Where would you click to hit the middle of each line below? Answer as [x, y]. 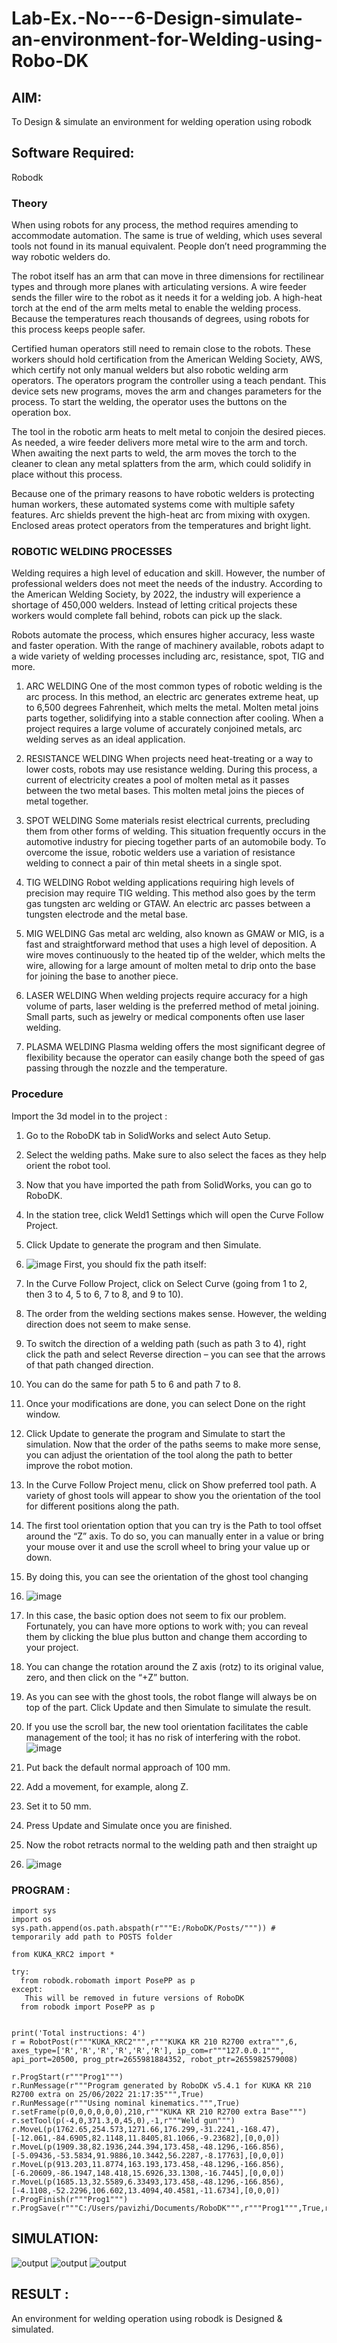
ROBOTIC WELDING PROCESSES [92, 552]
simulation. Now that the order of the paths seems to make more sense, [173, 1444]
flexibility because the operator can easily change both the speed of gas [175, 1058]
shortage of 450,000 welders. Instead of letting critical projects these [154, 605]
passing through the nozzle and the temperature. [126, 1068]
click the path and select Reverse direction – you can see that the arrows [175, 1354]
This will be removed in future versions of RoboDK [134, 1998]
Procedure [37, 1094]
